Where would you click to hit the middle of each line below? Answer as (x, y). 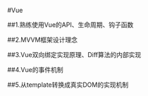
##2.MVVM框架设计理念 (43, 40)
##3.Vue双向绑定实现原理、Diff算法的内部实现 (74, 55)
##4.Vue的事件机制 (35, 70)
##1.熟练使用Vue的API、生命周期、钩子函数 (70, 25)
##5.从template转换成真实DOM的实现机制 (68, 85)
